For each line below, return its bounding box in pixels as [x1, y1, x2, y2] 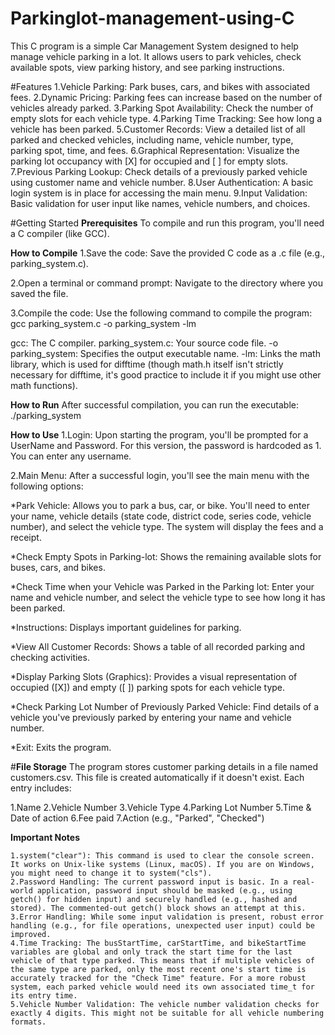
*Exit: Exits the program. [10, 741, 112, 753]
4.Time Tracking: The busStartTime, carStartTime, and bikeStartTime [10, 938, 307, 948]
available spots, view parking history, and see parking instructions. [10, 61, 285, 73]
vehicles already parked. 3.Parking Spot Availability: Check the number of [10, 102, 314, 114]
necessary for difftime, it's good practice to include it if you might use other [10, 368, 322, 381]
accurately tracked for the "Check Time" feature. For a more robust [10, 973, 307, 983]
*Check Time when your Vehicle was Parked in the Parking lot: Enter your [10, 580, 315, 592]
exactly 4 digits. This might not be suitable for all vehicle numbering [10, 1008, 325, 1018]
